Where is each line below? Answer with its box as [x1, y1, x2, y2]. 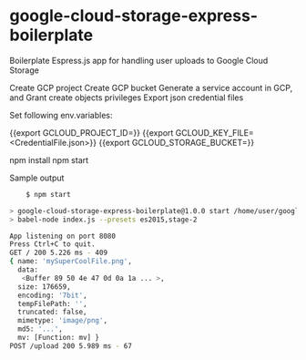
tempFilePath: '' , [17, 299, 88, 308]
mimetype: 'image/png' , [17, 316, 107, 325]
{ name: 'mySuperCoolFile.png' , [9, 257, 132, 266]
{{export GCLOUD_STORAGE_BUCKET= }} [98, 137, 255, 148]
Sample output [9, 172, 65, 183]
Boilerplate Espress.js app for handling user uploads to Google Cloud [9, 55, 269, 66]
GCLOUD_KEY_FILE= [175, 127, 255, 138]
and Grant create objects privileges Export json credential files [9, 92, 244, 103]
